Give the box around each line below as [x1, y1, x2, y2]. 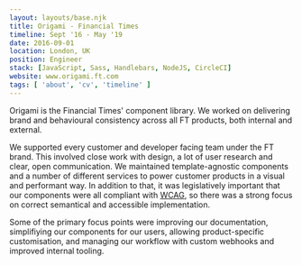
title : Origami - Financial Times [9, 22, 140, 31]
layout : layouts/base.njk [9, 13, 106, 23]
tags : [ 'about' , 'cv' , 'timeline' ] [9, 80, 151, 89]
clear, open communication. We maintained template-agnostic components [9, 160, 288, 171]
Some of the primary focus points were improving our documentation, [9, 216, 269, 227]
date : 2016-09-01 [9, 38, 75, 48]
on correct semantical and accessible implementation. [9, 199, 210, 210]
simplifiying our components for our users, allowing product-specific [9, 226, 264, 237]
